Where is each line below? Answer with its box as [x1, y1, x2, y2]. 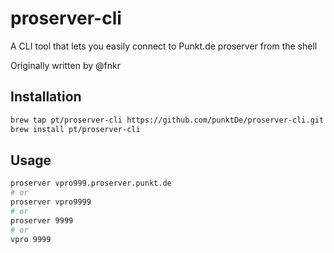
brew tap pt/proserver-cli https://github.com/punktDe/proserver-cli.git [10, 115, 325, 125]
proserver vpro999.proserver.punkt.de [10, 178, 172, 189]
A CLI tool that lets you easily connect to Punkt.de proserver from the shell [10, 40, 318, 52]
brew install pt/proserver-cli [10, 124, 141, 134]
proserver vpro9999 [10, 197, 92, 207]
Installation [10, 88, 82, 106]
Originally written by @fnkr [10, 59, 121, 71]
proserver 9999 [10, 215, 74, 226]
